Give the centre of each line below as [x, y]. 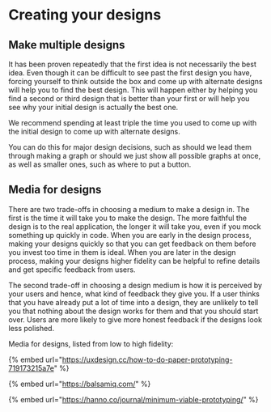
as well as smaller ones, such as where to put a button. [100, 164]
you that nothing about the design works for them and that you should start [133, 311]
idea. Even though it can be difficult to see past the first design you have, [130, 73]
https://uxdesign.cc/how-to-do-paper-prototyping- [147, 359]
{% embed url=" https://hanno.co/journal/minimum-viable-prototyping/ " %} [133, 399]
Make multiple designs [67, 45]
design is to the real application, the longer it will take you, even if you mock [135, 226]
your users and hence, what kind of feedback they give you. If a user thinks [134, 294]
